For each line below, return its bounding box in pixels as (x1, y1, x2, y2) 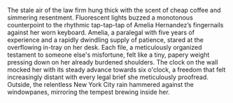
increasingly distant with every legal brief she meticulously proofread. (7, 73, 209, 81)
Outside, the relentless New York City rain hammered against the (7, 81, 194, 88)
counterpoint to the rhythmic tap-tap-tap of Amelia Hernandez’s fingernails (7, 21, 224, 29)
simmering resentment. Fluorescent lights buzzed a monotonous (7, 13, 194, 22)
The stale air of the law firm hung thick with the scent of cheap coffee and (7, 6, 222, 14)
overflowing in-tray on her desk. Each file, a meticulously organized (7, 43, 202, 51)
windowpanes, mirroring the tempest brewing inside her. (7, 88, 170, 96)
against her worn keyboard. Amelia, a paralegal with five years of (7, 28, 195, 36)
